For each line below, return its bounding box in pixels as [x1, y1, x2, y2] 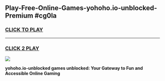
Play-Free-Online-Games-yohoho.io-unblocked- [5, 4, 157, 12]
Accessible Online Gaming [5, 70, 60, 76]
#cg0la [34, 12, 57, 20]
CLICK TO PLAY [5, 27, 43, 33]
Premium [5, 12, 33, 20]
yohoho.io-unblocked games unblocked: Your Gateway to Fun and [5, 65, 143, 71]
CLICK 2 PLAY [5, 45, 39, 52]
